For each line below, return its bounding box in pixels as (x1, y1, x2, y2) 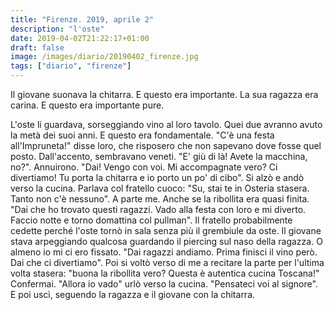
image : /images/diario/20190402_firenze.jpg (10, 52, 199, 62)
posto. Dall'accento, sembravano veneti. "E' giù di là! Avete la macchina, (10, 151, 308, 162)
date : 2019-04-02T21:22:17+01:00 (10, 33, 150, 43)
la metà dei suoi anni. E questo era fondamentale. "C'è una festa (10, 129, 275, 141)
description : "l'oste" (10, 24, 105, 34)
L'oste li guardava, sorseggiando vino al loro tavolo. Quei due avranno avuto (10, 119, 323, 130)
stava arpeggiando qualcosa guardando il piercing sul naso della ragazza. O (10, 236, 323, 247)
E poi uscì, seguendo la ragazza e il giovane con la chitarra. (10, 289, 256, 300)
